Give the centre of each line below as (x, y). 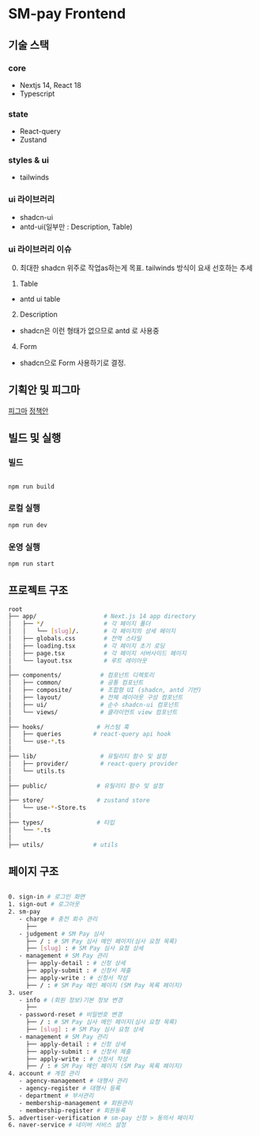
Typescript (37, 93)
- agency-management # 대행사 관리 (73, 1081)
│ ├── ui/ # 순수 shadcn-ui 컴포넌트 (94, 705)
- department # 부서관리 (56, 1096)
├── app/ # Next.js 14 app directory (102, 617)
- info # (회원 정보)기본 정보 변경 (71, 1000)
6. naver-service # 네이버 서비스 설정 (67, 1125)
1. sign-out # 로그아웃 (44, 904)
